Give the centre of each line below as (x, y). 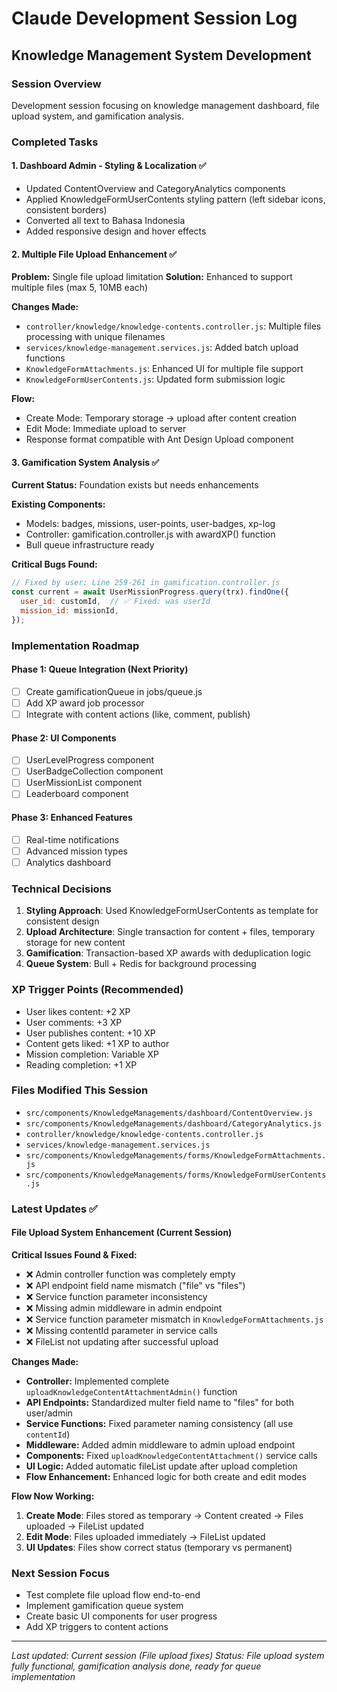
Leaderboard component (77, 794)
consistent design (62, 921)
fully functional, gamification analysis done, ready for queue (136, 1666)
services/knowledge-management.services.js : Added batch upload (162, 348)
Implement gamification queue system (104, 1606)
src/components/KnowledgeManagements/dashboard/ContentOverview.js (169, 1113)
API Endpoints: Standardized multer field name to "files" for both (159, 1402)
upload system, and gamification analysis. (98, 116)
